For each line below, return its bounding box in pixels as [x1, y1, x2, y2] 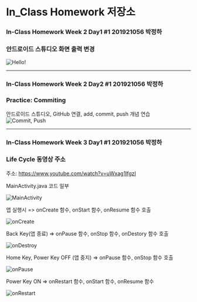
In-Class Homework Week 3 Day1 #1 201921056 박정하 [6, 138, 162, 146]
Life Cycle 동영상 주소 [6, 155, 66, 163]
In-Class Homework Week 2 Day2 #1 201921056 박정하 [6, 80, 164, 88]
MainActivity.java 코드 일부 [6, 182, 69, 189]
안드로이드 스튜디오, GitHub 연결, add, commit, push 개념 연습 [6, 110, 151, 118]
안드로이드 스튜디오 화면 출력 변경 [6, 45, 95, 53]
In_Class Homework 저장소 [6, 5, 136, 19]
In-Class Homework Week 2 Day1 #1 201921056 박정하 [6, 28, 162, 36]
